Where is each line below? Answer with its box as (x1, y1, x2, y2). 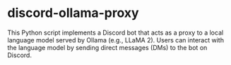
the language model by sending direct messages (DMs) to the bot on (7, 43, 208, 52)
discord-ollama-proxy (7, 5, 139, 21)
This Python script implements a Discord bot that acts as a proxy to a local (7, 28, 224, 37)
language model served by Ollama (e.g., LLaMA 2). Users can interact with (7, 35, 225, 44)
